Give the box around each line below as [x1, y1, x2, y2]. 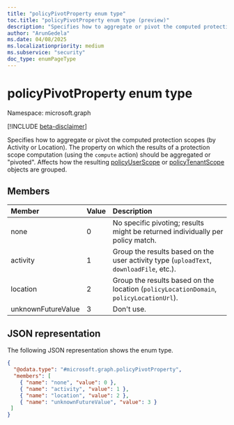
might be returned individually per [112, 226, 224, 236]
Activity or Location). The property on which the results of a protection [7, 143, 210, 151]
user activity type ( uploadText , [112, 255, 212, 265]
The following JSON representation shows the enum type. [7, 346, 174, 355]
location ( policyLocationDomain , [112, 284, 217, 293]
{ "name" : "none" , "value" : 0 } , [19, 379, 117, 386]
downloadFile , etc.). [112, 264, 176, 274]
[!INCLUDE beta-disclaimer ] [7, 122, 87, 130]
